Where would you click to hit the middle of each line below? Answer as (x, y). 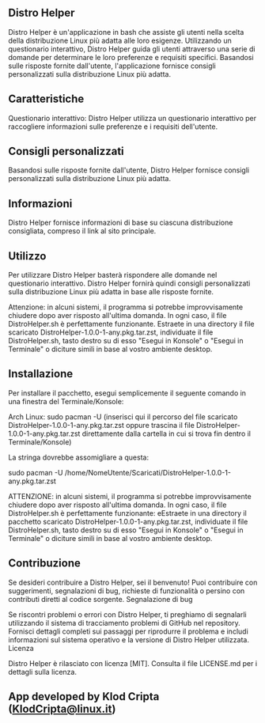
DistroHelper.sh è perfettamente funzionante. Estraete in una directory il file (131, 324)
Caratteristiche (46, 99)
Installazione (41, 374)
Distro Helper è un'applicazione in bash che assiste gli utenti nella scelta (126, 32)
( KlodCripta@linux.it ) (62, 709)
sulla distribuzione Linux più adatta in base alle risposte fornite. (111, 292)
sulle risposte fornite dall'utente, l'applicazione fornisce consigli (112, 66)
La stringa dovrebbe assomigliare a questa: (78, 457)
